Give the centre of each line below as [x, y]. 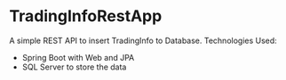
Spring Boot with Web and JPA [78, 57]
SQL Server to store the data [74, 67]
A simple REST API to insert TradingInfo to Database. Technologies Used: [143, 40]
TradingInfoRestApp [86, 16]
